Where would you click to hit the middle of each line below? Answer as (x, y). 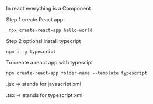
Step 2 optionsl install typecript (44, 41)
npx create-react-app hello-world (51, 30)
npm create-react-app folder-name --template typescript (77, 73)
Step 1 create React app (34, 19)
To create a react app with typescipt (50, 62)
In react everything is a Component (48, 8)
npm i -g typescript (31, 52)
